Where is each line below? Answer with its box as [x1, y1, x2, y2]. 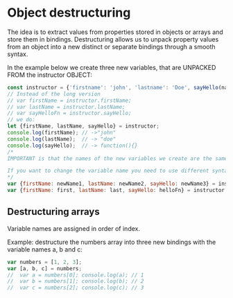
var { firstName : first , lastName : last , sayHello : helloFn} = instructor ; [7, 187, 228, 194]
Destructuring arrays [7, 206, 100, 218]
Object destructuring [7, 5, 131, 21]
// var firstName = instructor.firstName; [7, 97, 132, 104]
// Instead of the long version [7, 90, 101, 98]
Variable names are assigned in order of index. [7, 224, 141, 233]
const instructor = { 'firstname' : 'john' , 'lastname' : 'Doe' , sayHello [7, 84, 218, 91]
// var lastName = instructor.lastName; [7, 103, 126, 110]
